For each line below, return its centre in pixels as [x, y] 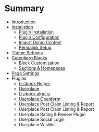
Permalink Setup [35, 47]
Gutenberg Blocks [29, 58]
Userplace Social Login [42, 119]
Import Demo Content [40, 42]
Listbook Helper [34, 83]
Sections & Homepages [42, 68]
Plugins [19, 78]
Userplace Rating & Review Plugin [52, 114]
